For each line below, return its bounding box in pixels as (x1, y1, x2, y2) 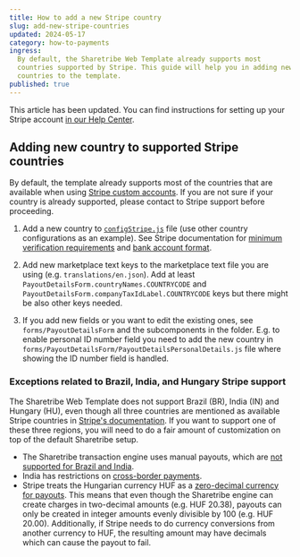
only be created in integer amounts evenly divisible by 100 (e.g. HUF (21, 508, 274, 519)
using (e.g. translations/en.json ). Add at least (21, 270, 196, 280)
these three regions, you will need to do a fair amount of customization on (9, 424, 281, 435)
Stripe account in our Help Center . (9, 114, 136, 124)
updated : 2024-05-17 (9, 30, 87, 39)
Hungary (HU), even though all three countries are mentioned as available (9, 405, 280, 416)
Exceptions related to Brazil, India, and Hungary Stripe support (9, 375, 287, 388)
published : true (9, 80, 70, 89)
